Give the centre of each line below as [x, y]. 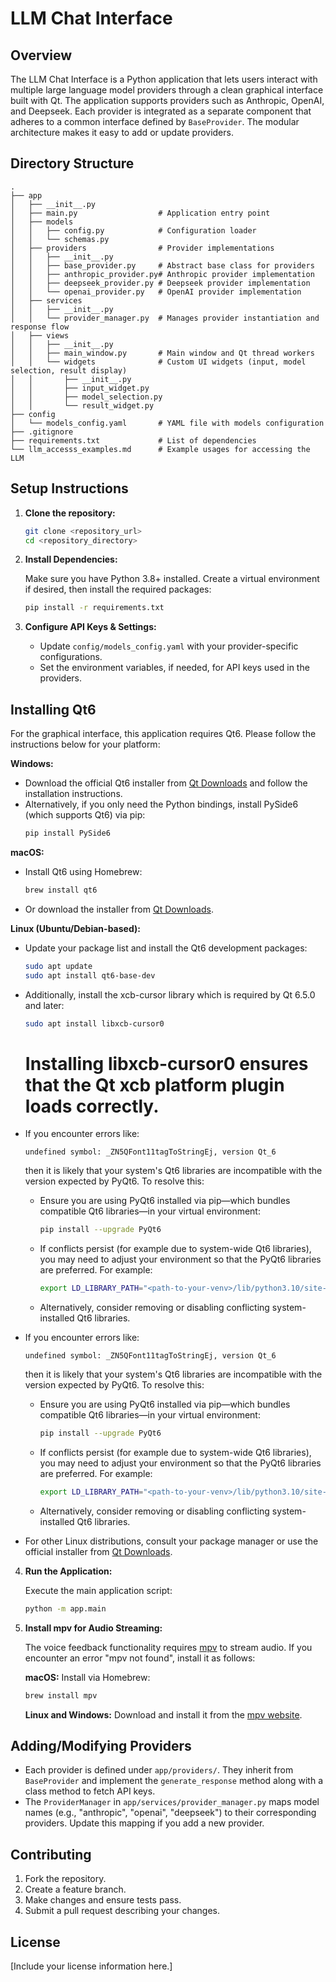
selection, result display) [69, 370]
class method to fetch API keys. [90, 1791]
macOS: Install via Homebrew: [87, 1677]
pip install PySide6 [67, 833]
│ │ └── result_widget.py [82, 405]
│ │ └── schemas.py [60, 239]
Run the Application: [68, 1571]
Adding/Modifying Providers [101, 1746]
